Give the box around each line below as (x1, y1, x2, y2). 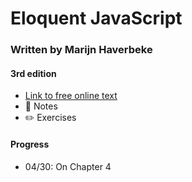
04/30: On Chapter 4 (24, 160, 112, 172)
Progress (10, 138, 50, 150)
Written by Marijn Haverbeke (10, 43, 153, 57)
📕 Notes (24, 100, 58, 112)
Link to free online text (24, 90, 118, 102)
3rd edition (10, 67, 57, 79)
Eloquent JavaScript (10, 7, 183, 30)
